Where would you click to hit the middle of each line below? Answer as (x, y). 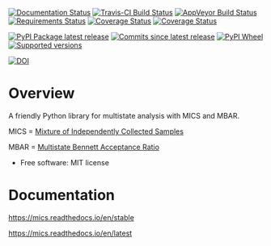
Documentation (62, 196)
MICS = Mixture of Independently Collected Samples (96, 131)
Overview (42, 94)
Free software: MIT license (64, 162)
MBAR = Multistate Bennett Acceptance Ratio (84, 147)
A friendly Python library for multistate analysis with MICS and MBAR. (124, 115)
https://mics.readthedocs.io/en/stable (72, 217)
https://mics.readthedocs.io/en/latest (70, 233)
